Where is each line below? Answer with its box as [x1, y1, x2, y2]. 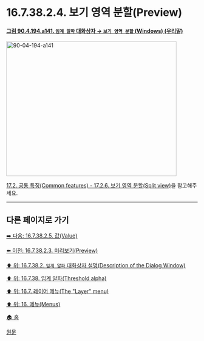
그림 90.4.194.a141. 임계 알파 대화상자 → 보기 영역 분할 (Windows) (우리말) [6, 27, 183, 34]
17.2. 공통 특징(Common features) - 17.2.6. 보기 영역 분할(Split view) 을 [6, 182, 176, 189]
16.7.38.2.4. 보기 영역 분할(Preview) [6, 5, 183, 19]
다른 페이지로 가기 [6, 214, 69, 225]
